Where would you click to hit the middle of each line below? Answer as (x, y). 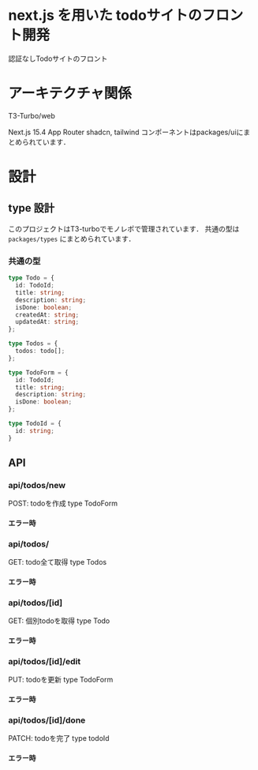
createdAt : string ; (47, 315)
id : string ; (35, 430)
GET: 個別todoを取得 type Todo (59, 621)
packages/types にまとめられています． (72, 239)
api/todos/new (37, 485)
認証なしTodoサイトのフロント (58, 58)
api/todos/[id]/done (47, 720)
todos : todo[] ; (40, 351)
